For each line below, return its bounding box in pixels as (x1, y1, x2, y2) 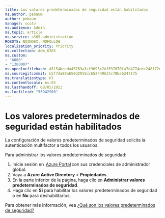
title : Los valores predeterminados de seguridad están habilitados (5, 7, 148, 12)
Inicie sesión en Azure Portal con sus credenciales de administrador (12, 162, 151, 167)
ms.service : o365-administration (5, 35, 74, 40)
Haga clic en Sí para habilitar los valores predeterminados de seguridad (12, 188, 158, 193)
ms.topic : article (5, 30, 43, 35)
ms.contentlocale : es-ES (5, 80, 56, 85)
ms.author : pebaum (5, 12, 43, 17)
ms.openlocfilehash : (5, 67, 48, 72)
